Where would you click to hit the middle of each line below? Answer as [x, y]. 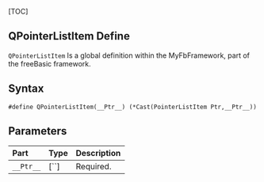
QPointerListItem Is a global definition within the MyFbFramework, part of [129, 55]
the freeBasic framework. [50, 63]
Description [98, 154]
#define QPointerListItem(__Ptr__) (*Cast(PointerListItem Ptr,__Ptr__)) [133, 107]
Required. [94, 167]
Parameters [38, 131]
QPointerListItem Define [69, 36]
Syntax [26, 89]
